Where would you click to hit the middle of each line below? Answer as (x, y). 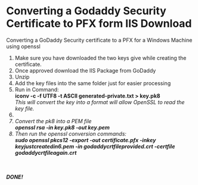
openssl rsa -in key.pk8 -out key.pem (62, 127)
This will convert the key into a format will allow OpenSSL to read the (100, 102)
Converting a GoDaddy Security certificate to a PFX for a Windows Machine (99, 40)
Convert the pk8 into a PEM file (53, 121)
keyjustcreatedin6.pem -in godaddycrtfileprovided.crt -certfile (95, 146)
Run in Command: (37, 89)
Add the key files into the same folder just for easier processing (93, 83)
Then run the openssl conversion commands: (71, 134)
